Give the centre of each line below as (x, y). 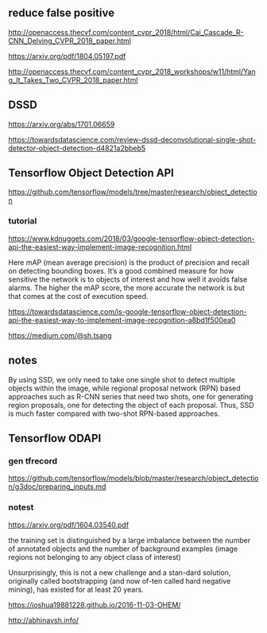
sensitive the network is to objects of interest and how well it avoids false (128, 279)
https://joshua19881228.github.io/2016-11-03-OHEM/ (95, 604)
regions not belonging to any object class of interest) (95, 557)
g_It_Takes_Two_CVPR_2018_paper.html (73, 80)
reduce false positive (62, 13)
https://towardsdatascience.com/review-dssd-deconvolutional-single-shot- (132, 139)
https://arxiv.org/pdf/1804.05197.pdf (67, 56)
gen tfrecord (33, 460)
